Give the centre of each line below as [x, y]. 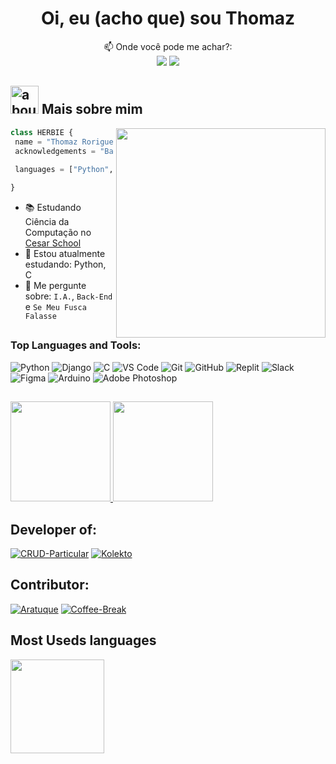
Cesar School [53, 243]
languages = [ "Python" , [64, 170]
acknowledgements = [55, 151]
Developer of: [54, 529]
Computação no [58, 232]
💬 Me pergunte [55, 285]
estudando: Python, [65, 264]
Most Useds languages [83, 640]
